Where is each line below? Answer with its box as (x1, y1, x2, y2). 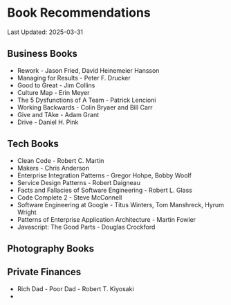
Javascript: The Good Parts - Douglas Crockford (17, 223, 156, 231)
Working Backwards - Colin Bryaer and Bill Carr (17, 103, 154, 112)
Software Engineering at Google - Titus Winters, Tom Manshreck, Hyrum (17, 200, 225, 209)
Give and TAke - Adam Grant (17, 110, 100, 119)
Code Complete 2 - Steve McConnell (17, 193, 122, 202)
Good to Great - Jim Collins (17, 81, 95, 89)
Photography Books (7, 243, 95, 254)
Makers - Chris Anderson (17, 164, 90, 172)
